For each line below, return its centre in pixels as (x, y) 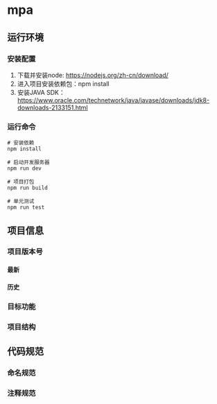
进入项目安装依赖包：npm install (63, 84)
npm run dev (24, 168)
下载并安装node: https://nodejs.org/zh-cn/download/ (93, 75)
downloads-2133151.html (52, 107)
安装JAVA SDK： (41, 92)
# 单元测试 (21, 202)
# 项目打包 (21, 182)
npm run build (28, 188)
